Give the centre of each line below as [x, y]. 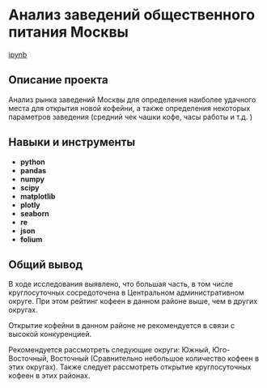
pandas [33, 170]
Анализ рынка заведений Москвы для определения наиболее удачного [132, 100]
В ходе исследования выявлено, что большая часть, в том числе [121, 284]
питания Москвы [69, 32]
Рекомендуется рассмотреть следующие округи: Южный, [110, 350]
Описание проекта [58, 80]
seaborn [35, 213]
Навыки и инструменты [72, 142]
